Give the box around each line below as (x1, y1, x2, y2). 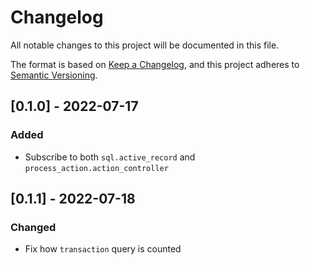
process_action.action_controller (24, 163, 169, 173)
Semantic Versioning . (10, 69, 98, 81)
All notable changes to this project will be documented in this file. (10, 39, 280, 51)
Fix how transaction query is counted (24, 243, 182, 255)
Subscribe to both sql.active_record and (24, 151, 196, 163)
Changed (10, 220, 57, 234)
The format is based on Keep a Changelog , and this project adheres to (10, 58, 300, 70)
